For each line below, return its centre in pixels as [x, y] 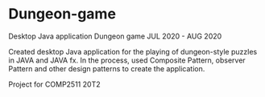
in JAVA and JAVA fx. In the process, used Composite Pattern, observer [127, 60]
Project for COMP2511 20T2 [54, 84]
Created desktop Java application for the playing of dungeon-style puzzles [133, 51]
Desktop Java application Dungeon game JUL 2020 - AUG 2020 [115, 36]
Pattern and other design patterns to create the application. [107, 68]
